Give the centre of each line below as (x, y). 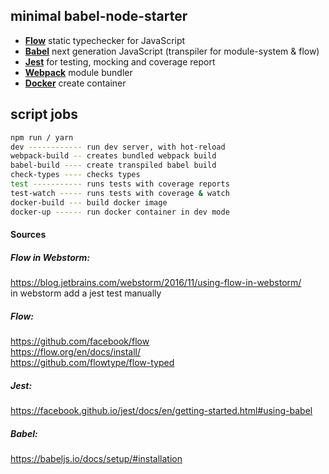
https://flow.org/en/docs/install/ (76, 352)
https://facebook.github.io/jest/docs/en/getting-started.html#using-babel (161, 410)
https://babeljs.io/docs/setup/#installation (96, 458)
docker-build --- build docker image (89, 202)
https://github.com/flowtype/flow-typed (92, 363)
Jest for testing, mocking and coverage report (120, 61)
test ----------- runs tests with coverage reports (120, 184)
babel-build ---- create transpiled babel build (113, 165)
